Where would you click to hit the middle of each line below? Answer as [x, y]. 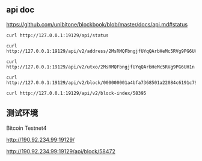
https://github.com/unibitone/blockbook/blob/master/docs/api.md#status [97, 24]
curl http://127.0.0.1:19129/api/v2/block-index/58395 [76, 93]
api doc [20, 10]
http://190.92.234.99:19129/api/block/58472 [61, 151]
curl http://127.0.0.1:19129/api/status [58, 35]
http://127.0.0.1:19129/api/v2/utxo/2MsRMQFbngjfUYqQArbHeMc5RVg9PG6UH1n [101, 67]
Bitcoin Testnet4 [26, 128]
